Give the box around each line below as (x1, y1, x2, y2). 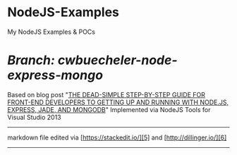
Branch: (7, 52, 55, 68)
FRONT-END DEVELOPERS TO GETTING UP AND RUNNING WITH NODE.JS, (7, 98, 229, 106)
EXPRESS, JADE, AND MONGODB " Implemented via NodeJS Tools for (7, 105, 211, 113)
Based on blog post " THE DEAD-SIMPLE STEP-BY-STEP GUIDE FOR (7, 90, 206, 99)
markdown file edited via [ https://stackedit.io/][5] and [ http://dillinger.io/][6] (7, 133, 227, 142)
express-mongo (7, 68, 104, 83)
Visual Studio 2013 (7, 113, 61, 121)
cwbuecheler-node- (57, 52, 178, 68)
